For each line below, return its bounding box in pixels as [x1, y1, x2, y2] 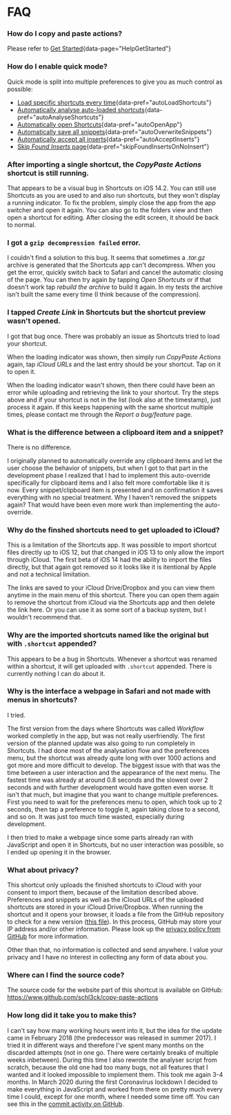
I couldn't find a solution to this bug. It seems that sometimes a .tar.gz [7, 254, 205, 262]
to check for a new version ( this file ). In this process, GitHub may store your [7, 917, 222, 926]
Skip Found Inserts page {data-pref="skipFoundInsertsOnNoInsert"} [17, 142, 210, 151]
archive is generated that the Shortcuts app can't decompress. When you [7, 261, 216, 270]
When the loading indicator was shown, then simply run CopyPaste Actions [7, 353, 221, 361]
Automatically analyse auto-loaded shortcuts [17, 105, 145, 114]
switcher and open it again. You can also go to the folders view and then [7, 206, 212, 214]
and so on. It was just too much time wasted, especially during [7, 812, 185, 821]
